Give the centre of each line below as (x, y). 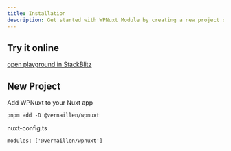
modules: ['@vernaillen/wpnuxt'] (55, 141)
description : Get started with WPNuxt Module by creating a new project (113, 20)
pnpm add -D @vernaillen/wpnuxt (53, 115)
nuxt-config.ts (27, 128)
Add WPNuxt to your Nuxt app (50, 103)
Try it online (33, 48)
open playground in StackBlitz (49, 64)
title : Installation (37, 13)
